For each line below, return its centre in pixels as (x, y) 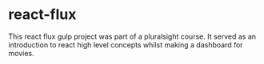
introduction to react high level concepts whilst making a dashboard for (126, 44)
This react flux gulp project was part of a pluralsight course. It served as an (132, 36)
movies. (21, 53)
